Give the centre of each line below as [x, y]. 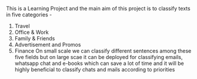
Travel [22, 26]
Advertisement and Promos [48, 44]
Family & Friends [35, 38]
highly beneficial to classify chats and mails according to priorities [95, 69]
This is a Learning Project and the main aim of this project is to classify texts [98, 8]
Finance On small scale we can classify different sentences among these [103, 51]
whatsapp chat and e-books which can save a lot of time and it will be [99, 63]
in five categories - [29, 15]
